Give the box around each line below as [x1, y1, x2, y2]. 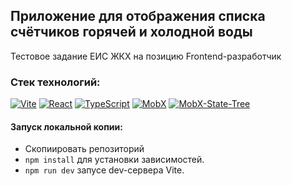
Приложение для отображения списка [10, 8, 266, 25]
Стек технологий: [10, 75, 101, 89]
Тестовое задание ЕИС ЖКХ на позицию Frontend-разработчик [10, 50, 282, 62]
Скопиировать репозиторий [24, 143, 145, 155]
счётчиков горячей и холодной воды [10, 24, 253, 41]
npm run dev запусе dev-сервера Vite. [24, 164, 185, 176]
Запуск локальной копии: [10, 120, 123, 133]
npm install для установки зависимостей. [24, 154, 205, 166]
